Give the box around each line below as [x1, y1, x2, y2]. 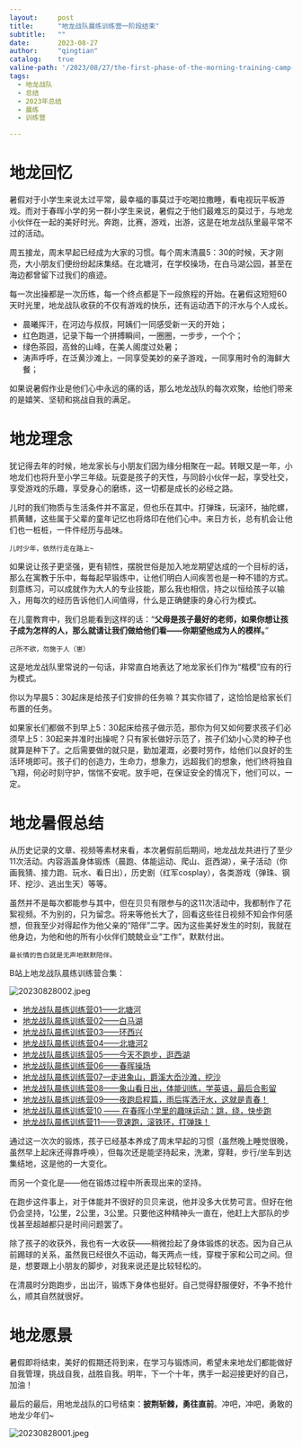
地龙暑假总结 [9, 813, 105, 834]
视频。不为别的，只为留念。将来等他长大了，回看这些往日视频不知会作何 [16, 909, 285, 919]
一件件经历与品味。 [56, 525, 128, 535]
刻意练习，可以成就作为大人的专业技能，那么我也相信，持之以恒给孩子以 [9, 583, 277, 594]
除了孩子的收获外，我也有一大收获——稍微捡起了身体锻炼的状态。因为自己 [9, 1238, 285, 1248]
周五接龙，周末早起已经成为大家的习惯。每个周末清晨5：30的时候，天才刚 [9, 247, 284, 258]
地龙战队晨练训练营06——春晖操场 [22, 1060, 151, 1070]
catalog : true [9, 55, 75, 64]
